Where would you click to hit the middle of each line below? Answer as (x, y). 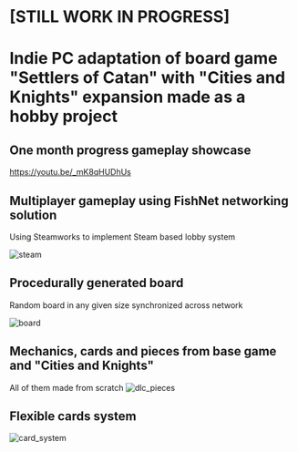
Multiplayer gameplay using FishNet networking (149, 201)
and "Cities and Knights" (82, 366)
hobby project (64, 117)
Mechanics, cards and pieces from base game (143, 351)
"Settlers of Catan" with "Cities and (147, 78)
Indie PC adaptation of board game (144, 59)
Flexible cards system (73, 416)
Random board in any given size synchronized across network (126, 305)
